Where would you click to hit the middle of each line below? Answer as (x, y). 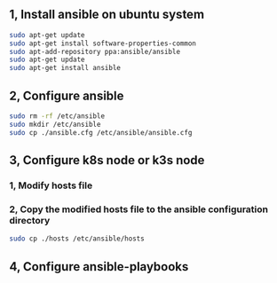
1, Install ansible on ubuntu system (107, 15)
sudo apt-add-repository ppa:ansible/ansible (95, 51)
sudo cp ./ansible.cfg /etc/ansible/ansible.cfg (101, 132)
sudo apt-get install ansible (65, 68)
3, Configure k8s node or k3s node (107, 160)
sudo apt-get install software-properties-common (103, 43)
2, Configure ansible (67, 95)
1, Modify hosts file (51, 185)
